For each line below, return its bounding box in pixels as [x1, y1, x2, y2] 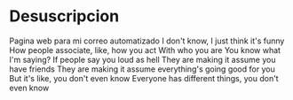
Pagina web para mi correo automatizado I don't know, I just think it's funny [9, 35, 285, 46]
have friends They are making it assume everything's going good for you [9, 64, 275, 74]
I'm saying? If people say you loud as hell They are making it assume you [9, 54, 276, 65]
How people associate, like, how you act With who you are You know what [9, 44, 281, 55]
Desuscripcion [9, 6, 120, 27]
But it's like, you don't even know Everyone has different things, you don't [9, 73, 279, 83]
